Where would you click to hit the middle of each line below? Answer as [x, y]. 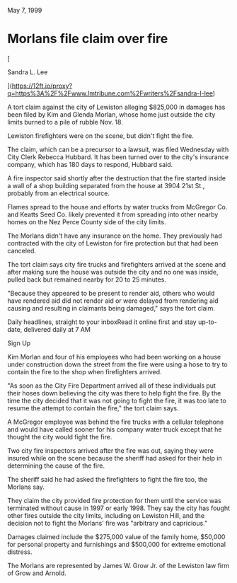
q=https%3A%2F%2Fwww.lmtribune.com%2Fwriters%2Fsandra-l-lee [110, 93]
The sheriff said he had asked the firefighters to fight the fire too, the [108, 479]
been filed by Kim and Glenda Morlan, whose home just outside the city [111, 114]
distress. [20, 552]
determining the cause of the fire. [56, 466]
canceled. [22, 250]
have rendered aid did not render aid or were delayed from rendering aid [113, 301]
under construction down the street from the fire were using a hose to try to [117, 364]
